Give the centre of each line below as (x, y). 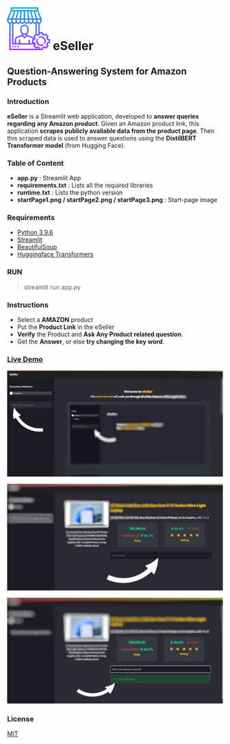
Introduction (28, 101)
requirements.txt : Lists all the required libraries (85, 186)
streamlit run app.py (52, 287)
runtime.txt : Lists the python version (70, 193)
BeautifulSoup (37, 247)
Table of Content (36, 163)
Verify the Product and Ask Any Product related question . (100, 334)
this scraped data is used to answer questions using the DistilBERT (102, 138)
